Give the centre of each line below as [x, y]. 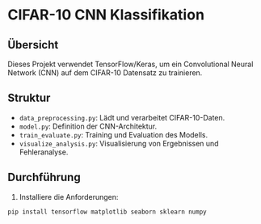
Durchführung [44, 178]
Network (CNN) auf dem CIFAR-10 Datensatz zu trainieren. [105, 73]
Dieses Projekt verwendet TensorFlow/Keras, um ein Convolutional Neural [130, 64]
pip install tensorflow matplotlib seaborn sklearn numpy [107, 212]
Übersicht [33, 45]
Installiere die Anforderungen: [69, 197]
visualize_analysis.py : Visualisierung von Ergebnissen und [119, 143]
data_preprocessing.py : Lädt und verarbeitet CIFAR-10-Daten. [122, 117]
